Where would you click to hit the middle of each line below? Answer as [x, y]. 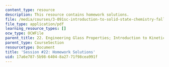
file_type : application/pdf [35, 24]
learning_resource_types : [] [36, 29]
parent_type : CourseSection [35, 43]
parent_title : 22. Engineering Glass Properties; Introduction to [76, 38]
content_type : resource [30, 10]
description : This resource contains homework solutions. [67, 15]
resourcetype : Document [30, 47]
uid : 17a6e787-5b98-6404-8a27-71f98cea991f [52, 57]
